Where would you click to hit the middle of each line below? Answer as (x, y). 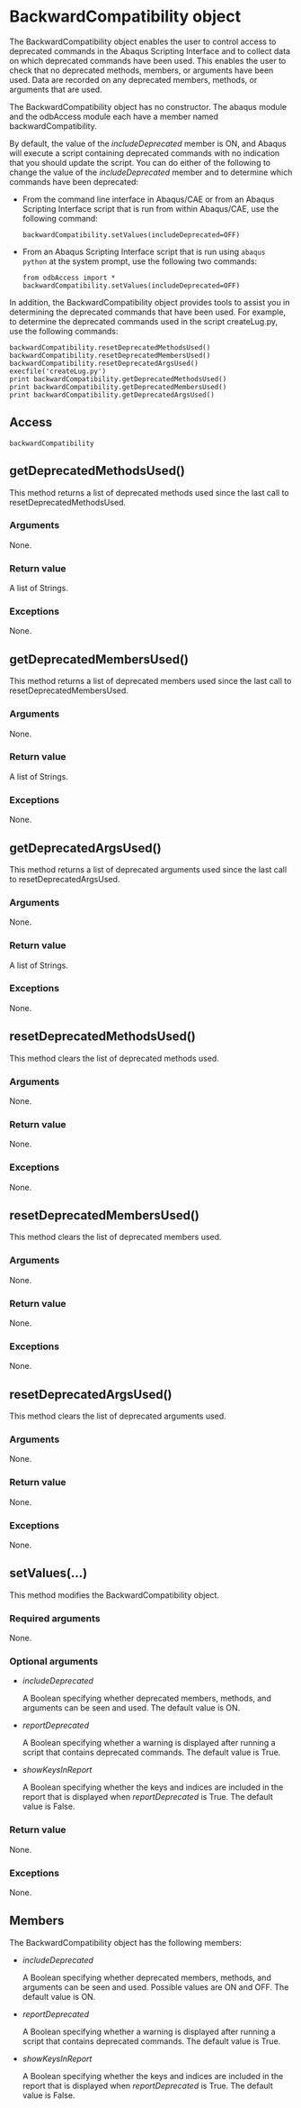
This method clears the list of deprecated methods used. (115, 1058)
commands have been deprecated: (74, 181)
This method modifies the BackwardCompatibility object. (115, 1595)
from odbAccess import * (69, 278)
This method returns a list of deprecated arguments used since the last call (148, 869)
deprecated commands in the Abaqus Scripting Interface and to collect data (150, 50)
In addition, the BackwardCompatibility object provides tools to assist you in (150, 302)
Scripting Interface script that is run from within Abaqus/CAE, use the (150, 208)
